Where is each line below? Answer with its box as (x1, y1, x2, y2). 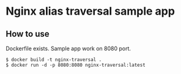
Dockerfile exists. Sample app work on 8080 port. (6, 45, 131, 52)
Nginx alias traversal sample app (6, 4, 175, 18)
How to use (6, 29, 50, 39)
